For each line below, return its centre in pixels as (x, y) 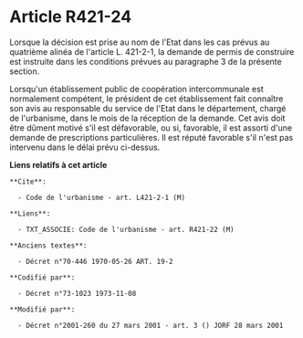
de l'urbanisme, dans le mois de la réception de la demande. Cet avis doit (147, 118)
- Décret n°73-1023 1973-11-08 (77, 293)
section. (25, 71)
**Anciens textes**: (49, 245)
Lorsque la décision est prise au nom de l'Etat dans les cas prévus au (140, 42)
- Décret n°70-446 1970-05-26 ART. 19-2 (95, 261)
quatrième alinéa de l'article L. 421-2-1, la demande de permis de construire (152, 51)
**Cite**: (28, 181)
